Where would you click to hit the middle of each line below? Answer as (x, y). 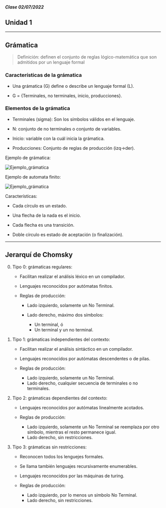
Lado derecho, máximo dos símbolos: (65, 315)
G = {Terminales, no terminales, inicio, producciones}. (67, 95)
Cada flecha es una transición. (43, 225)
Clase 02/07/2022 (24, 7)
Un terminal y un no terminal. (64, 329)
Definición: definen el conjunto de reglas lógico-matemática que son (87, 57)
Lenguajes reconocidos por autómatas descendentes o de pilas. (85, 358)
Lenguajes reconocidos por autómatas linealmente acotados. (82, 407)
